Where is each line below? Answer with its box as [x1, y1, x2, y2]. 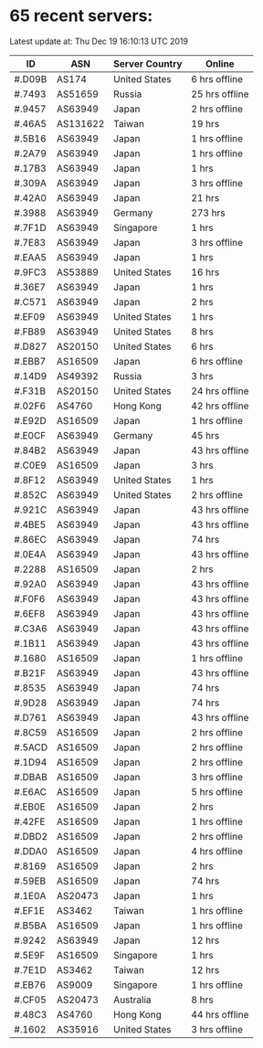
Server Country [113, 57, 183, 69]
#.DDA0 [14, 844, 48, 857]
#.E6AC [14, 785, 47, 798]
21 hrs [191, 191, 220, 204]
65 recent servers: [9, 5, 153, 26]
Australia [113, 993, 153, 1006]
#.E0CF [14, 429, 47, 441]
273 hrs [191, 206, 226, 219]
